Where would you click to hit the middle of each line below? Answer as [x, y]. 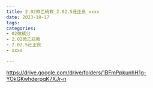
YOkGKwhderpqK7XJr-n [36, 78]
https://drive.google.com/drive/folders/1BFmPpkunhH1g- [76, 73]
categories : [21, 28]
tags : [13, 23]
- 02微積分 [19, 34]
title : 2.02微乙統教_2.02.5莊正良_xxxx [53, 12]
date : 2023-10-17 [28, 17]
